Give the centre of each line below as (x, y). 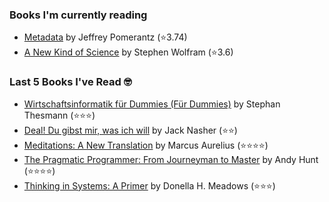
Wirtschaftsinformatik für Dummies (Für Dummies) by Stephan (152, 104)
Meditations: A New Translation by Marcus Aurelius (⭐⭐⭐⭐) (146, 145)
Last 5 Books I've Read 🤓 (70, 82)
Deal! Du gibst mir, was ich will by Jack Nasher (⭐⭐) (130, 130)
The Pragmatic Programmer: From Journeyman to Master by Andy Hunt (171, 159)
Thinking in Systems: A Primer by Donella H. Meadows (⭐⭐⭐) (149, 185)
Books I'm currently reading (78, 15)
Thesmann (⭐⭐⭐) (59, 115)
